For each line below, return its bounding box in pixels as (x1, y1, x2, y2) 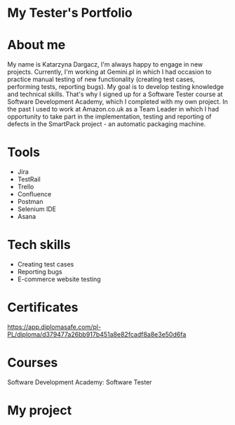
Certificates (7, 299, 79, 316)
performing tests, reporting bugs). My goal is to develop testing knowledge (7, 83, 224, 91)
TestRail (17, 175, 41, 184)
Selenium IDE (17, 205, 56, 213)
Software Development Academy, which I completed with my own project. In (7, 97, 228, 106)
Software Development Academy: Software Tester (7, 377, 152, 386)
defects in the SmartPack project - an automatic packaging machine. (7, 120, 206, 128)
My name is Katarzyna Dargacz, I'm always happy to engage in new (7, 60, 203, 69)
